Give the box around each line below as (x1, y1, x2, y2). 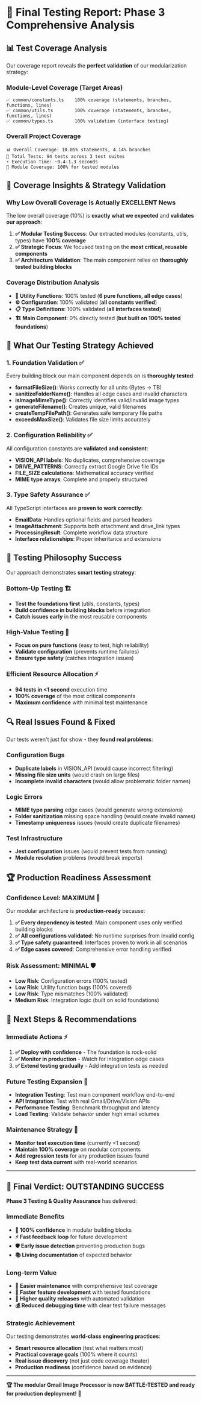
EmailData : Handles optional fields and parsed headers (14, 515, 152, 523)
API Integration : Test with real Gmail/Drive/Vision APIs (14, 1097, 150, 1105)
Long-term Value (6, 1269, 57, 1277)
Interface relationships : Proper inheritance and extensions (14, 535, 162, 542)
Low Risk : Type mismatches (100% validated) (14, 990, 128, 997)
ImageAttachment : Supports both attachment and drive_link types (14, 522, 180, 529)
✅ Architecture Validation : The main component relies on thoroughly (14, 256, 188, 264)
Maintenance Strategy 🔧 (6, 1126, 79, 1134)
